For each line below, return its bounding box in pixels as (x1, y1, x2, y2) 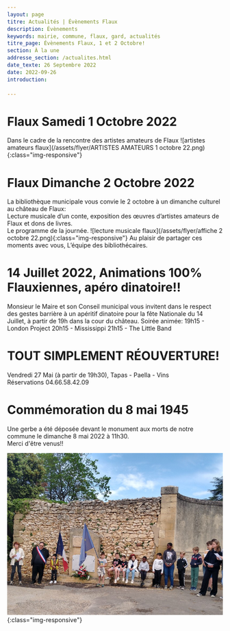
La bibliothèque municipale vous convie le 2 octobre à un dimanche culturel (7, 197, 220, 206)
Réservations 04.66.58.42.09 (7, 378, 89, 386)
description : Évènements (7, 25, 78, 32)
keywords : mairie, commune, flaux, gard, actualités (7, 33, 161, 40)
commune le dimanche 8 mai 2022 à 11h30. (7, 432, 129, 441)
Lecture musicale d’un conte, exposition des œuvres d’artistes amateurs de (7, 212, 220, 221)
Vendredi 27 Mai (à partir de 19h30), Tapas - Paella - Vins (7, 371, 170, 380)
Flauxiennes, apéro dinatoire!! (7, 280, 181, 295)
